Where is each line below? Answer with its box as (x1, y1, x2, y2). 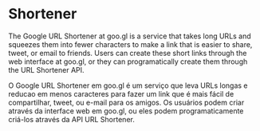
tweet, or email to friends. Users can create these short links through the (8, 48, 247, 58)
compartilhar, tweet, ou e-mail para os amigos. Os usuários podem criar (8, 97, 245, 107)
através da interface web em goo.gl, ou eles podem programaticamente (8, 105, 244, 116)
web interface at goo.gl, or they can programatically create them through (8, 57, 248, 66)
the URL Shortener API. (8, 65, 85, 74)
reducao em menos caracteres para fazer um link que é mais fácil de (8, 89, 234, 98)
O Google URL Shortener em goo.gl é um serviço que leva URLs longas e (8, 81, 249, 90)
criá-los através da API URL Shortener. (8, 114, 136, 124)
